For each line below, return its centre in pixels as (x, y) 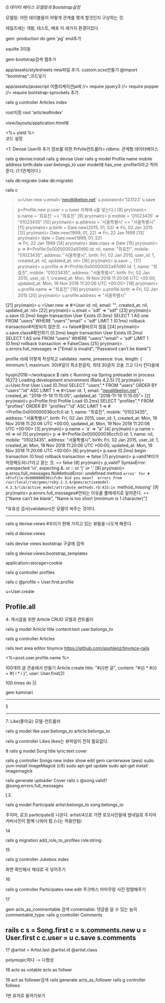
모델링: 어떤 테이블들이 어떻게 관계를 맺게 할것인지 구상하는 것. (65, 18)
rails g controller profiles (30, 572)
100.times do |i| (21, 683)
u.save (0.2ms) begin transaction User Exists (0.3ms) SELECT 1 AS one (77, 315)
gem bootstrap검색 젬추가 (31, 59)
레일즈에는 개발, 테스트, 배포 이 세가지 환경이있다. (53, 28)
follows (13, 985)
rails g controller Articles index (36, 102)
